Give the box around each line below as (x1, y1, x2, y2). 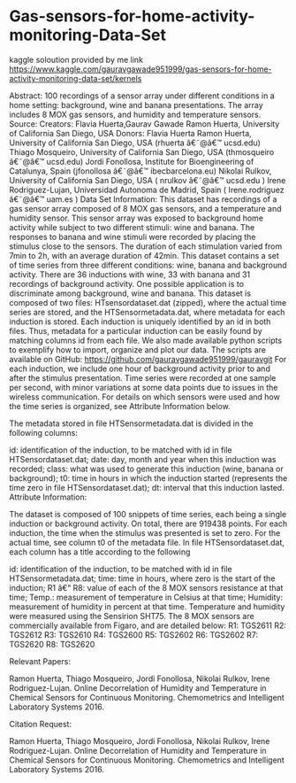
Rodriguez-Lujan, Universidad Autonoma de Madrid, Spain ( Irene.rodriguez (9, 184, 285, 195)
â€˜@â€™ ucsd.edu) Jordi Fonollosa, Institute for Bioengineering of (9, 156, 254, 167)
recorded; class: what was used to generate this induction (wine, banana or (9, 463, 285, 474)
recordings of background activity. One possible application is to (9, 278, 245, 289)
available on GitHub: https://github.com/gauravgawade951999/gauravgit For (9, 353, 287, 364)
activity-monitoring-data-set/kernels (9, 73, 142, 83)
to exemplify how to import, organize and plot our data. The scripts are (9, 344, 267, 355)
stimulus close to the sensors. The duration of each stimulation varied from (9, 241, 283, 252)
